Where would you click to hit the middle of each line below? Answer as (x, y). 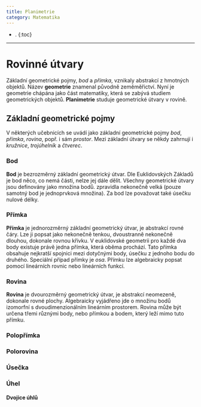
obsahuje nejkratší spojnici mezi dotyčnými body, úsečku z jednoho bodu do (100, 253)
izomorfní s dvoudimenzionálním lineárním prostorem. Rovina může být (94, 307)
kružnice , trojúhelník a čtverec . (44, 146)
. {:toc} (23, 34)
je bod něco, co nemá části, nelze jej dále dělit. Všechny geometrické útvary (100, 180)
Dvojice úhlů (22, 397)
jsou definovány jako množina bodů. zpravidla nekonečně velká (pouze (94, 186)
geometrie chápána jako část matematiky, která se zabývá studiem (89, 93)
